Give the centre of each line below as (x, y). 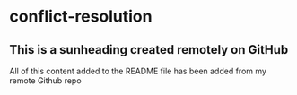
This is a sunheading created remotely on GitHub (149, 50)
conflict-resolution (81, 17)
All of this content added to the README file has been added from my (138, 71)
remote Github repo (46, 81)
